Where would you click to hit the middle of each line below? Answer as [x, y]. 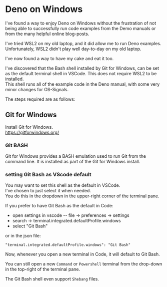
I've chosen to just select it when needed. [48, 191]
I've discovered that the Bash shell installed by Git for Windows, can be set [82, 68]
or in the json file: [23, 236]
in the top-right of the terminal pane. [43, 269]
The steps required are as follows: [40, 99]
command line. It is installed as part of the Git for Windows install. [73, 162]
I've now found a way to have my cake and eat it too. [59, 58]
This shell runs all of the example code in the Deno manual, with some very [82, 84]
